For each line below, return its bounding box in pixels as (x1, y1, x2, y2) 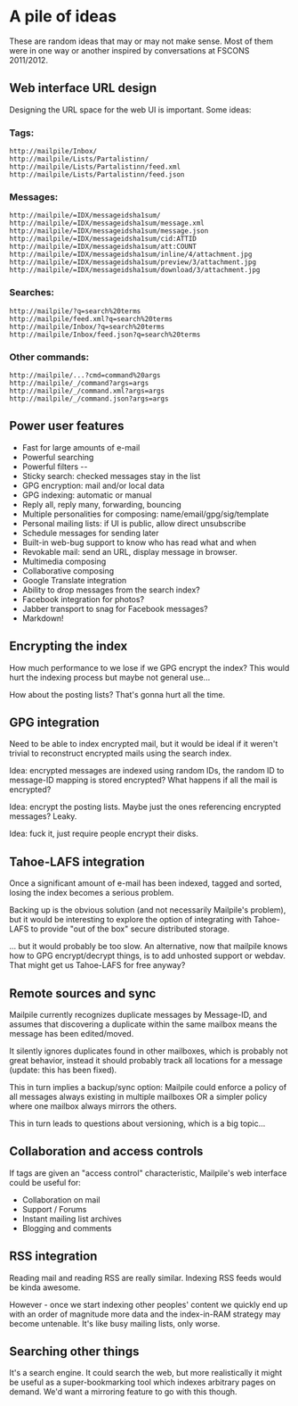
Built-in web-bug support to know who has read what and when (21, 537, 256, 548)
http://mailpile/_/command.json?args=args (9, 394, 169, 403)
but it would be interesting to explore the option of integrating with (9, 914, 252, 925)
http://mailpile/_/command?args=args (9, 378, 149, 387)
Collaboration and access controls (9, 1144, 204, 1159)
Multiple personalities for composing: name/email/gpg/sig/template (21, 509, 270, 519)
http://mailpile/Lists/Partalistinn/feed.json (9, 170, 185, 179)
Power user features (9, 418, 125, 434)
